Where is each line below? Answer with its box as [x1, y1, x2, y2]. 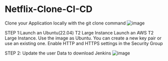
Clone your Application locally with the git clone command [5, 20, 126, 26]
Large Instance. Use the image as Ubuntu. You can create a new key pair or [5, 35, 162, 41]
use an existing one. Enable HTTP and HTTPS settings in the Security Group [5, 40, 163, 46]
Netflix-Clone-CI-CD [5, 3, 93, 15]
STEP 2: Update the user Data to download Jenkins [5, 50, 111, 56]
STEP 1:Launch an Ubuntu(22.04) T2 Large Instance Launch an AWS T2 [5, 29, 154, 35]
